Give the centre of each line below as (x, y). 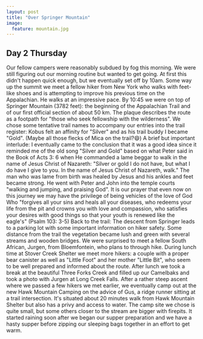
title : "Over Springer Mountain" (48, 17)
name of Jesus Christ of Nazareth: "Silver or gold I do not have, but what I (98, 164)
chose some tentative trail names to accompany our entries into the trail (96, 125)
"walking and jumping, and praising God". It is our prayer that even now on (99, 189)
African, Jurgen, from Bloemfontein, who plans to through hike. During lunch (101, 247)
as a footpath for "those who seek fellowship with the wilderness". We (94, 119)
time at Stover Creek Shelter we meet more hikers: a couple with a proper (98, 253)
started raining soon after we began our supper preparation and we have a (99, 318)
